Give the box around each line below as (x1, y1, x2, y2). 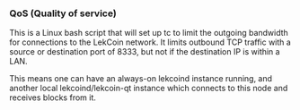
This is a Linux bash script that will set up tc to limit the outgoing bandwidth (9, 28, 289, 38)
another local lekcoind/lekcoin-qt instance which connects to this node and (9, 83, 288, 94)
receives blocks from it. (9, 92, 97, 103)
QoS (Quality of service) (9, 7, 117, 20)
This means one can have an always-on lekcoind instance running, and (9, 73, 272, 84)
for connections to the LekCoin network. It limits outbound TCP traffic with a (9, 37, 292, 47)
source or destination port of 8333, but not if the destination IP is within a (9, 47, 280, 57)
